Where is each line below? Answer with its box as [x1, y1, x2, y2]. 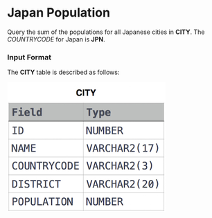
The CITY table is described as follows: [7, 68, 120, 77]
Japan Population [7, 5, 111, 21]
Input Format [7, 52, 52, 62]
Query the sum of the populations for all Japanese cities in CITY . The [7, 28, 205, 36]
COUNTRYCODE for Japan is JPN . [7, 35, 105, 43]
